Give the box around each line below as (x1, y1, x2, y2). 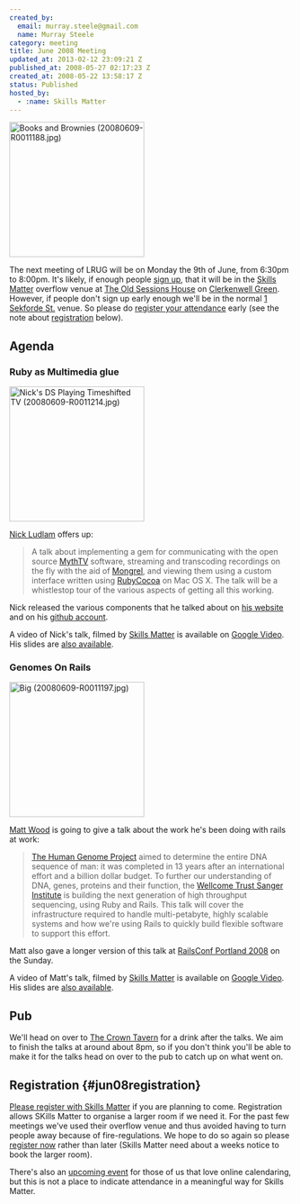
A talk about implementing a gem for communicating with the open (31, 547, 278, 557)
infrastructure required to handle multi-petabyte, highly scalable (31, 909, 269, 919)
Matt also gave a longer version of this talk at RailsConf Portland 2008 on (9, 946, 280, 956)
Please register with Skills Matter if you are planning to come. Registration (9, 1100, 283, 1112)
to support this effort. (31, 928, 110, 939)
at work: (9, 834, 40, 845)
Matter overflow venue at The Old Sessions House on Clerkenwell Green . (9, 284, 280, 294)
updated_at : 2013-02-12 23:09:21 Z (9, 55, 143, 64)
